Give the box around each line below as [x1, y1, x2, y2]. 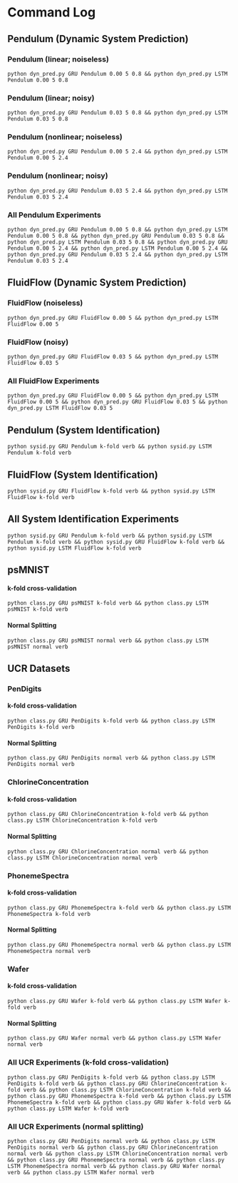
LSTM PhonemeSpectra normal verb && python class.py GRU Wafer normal [7, 1162, 222, 1169]
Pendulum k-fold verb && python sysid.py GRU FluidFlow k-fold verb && [7, 538, 224, 545]
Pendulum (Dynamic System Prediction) [7, 33, 189, 45]
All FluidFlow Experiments [7, 376, 100, 386]
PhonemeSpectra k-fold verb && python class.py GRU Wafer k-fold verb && [7, 1099, 232, 1106]
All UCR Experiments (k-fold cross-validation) [7, 1057, 170, 1067]
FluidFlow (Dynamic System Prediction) [7, 276, 187, 289]
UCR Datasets [7, 662, 71, 675]
